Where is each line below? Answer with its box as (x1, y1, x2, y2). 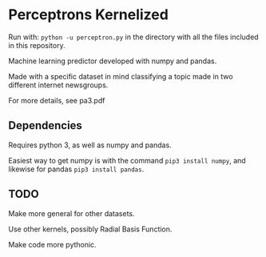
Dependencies (8, 118, 82, 133)
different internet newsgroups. (8, 80, 109, 90)
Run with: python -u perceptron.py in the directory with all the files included (8, 32, 259, 42)
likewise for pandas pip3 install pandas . (8, 164, 145, 174)
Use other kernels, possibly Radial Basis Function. (8, 224, 173, 234)
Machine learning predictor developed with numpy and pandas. (8, 56, 217, 66)
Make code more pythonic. (8, 239, 97, 249)
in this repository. (8, 40, 66, 50)
